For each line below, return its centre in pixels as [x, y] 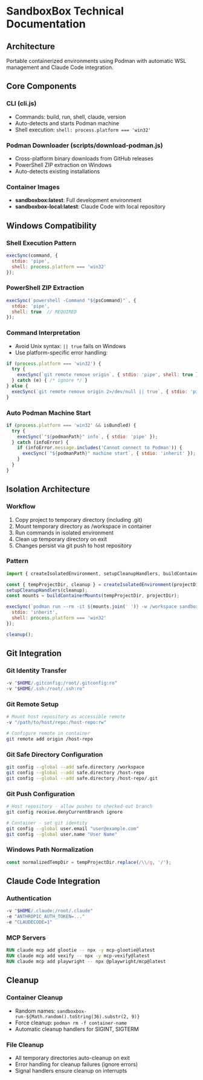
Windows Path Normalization [50, 850]
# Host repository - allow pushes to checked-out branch [79, 806]
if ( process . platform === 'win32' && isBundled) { [71, 425]
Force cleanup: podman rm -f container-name [71, 1022]
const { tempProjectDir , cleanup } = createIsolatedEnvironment [89, 584]
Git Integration [34, 654]
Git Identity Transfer [37, 671]
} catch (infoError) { [40, 442]
